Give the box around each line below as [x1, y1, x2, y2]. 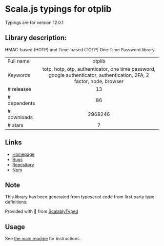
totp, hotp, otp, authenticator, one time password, [42, 65, 156, 72]
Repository [12, 162, 34, 167]
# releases [7, 85, 32, 92]
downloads [7, 114, 33, 121]
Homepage [12, 151, 35, 157]
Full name [7, 58, 30, 64]
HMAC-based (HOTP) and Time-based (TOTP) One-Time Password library [5, 46, 155, 52]
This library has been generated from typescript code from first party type [5, 194, 155, 200]
